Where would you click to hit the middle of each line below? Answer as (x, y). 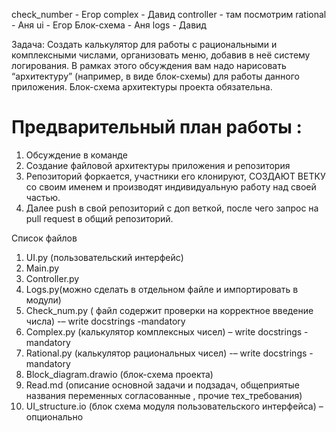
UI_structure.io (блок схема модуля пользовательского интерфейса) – (174, 406)
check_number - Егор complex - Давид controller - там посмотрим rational (169, 14)
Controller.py (52, 278)
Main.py (42, 268)
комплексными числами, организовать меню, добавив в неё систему (161, 55)
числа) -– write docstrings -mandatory (105, 321)
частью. (43, 197)
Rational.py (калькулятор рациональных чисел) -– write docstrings (166, 353)
